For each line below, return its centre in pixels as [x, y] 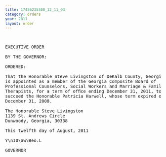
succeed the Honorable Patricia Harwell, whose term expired [81, 96]
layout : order [20, 23]
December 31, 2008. [29, 101]
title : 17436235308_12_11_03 [35, 10]
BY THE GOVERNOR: [26, 57]
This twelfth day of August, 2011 [47, 131]
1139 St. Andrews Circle [35, 116]
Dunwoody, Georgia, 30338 [37, 121]
